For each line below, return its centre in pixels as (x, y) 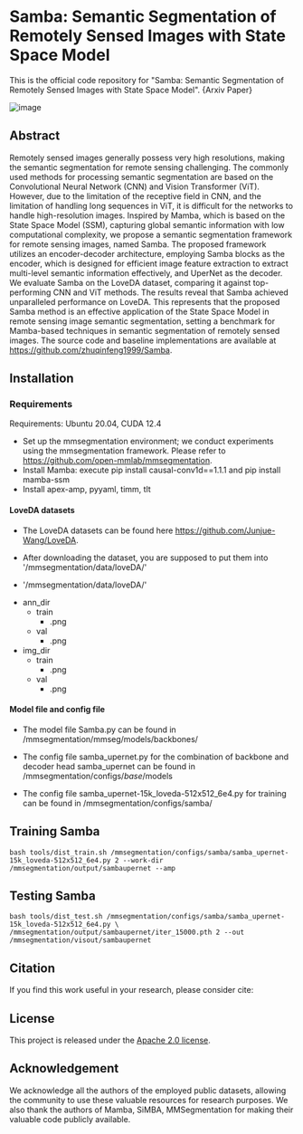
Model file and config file (57, 710)
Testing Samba (53, 896)
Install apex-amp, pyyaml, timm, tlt (86, 490)
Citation (33, 968)
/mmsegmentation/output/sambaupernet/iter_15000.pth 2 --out (127, 933)
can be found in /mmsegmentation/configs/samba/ (117, 803)
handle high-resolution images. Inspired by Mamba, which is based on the (147, 215)
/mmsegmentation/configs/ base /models (98, 776)
